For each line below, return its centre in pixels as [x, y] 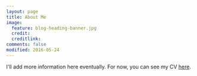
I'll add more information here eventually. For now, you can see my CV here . [99, 67]
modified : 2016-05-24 [33, 50]
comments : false [26, 45]
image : [14, 22]
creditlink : [26, 39]
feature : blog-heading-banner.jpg [54, 28]
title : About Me [26, 17]
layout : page [22, 11]
